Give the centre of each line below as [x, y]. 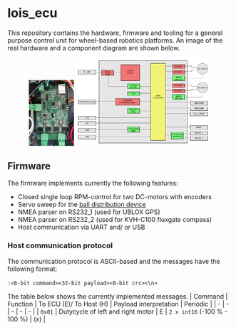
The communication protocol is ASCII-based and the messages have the [114, 261]
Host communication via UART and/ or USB [81, 227]
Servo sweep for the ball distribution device [82, 205]
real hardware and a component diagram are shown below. [94, 48]
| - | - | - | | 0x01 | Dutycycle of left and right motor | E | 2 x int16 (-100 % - [118, 312]
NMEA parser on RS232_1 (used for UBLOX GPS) [89, 212]
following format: [32, 269]
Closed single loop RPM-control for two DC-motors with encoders [115, 197]
